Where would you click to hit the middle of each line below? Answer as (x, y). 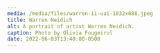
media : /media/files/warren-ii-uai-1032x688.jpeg (80, 13)
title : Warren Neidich (40, 20)
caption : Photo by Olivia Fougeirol (60, 33)
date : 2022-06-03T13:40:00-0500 (54, 39)
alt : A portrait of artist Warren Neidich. (71, 26)
